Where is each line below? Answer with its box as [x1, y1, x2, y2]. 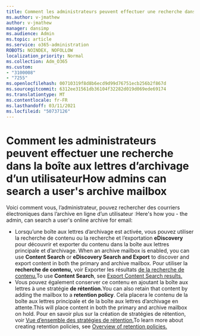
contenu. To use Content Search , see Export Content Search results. [14, 272, 183, 280]
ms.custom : [6, 64, 33, 70]
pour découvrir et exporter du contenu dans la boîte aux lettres [14, 241, 170, 248]
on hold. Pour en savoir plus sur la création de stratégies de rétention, [14, 310, 186, 318]
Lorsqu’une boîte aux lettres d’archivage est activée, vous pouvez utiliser [14, 228, 194, 235]
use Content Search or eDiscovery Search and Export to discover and [14, 253, 189, 260]
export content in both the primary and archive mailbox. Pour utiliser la [14, 260, 188, 267]
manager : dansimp [6, 25, 49, 32]
